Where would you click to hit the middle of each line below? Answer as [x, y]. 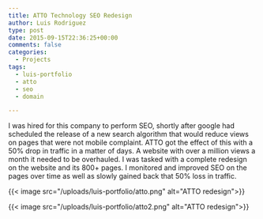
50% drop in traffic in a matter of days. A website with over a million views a [132, 151]
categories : [28, 52]
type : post [26, 30]
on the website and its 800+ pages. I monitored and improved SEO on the [128, 168]
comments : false [35, 45]
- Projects [33, 60]
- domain [30, 96]
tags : [17, 67]
